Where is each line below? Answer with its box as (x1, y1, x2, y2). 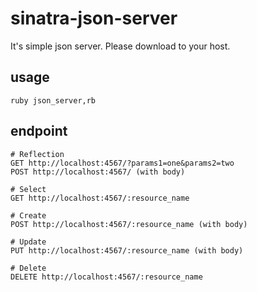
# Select (10, 184, 47, 194)
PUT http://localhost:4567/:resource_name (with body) (10, 245, 244, 256)
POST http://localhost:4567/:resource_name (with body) (10, 219, 248, 229)
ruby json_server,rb (10, 95, 97, 106)
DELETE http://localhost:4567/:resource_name (10, 272, 203, 282)
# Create (10, 210, 47, 221)
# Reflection (10, 149, 65, 159)
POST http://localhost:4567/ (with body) (10, 167, 186, 177)
